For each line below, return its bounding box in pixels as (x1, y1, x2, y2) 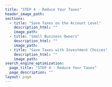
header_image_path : (5, 12, 45, 16)
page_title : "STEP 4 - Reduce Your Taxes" (9, 66, 97, 71)
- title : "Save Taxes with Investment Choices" (9, 47, 108, 52)
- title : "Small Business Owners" (9, 34, 79, 39)
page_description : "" (9, 70, 54, 75)
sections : (5, 16, 25, 21)
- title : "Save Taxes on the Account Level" (9, 20, 101, 26)
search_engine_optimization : (5, 61, 64, 66)
